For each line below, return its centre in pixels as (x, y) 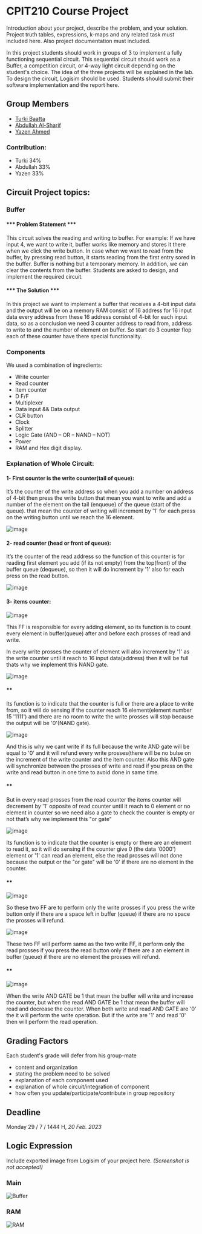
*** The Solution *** (33, 290)
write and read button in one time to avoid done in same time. (83, 772)
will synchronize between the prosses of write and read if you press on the (99, 766)
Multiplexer (29, 403)
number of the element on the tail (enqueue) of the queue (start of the (93, 505)
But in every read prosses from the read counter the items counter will (94, 799)
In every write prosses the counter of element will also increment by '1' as (98, 652)
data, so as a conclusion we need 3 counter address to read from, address (99, 323)
